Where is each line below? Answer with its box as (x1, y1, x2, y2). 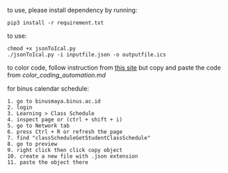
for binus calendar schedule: (7, 84, 89, 93)
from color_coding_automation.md (7, 71, 106, 79)
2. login (7, 104, 33, 111)
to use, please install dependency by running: (7, 6, 138, 14)
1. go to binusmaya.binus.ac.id (7, 98, 101, 105)
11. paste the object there (7, 159, 89, 166)
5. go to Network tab (7, 122, 70, 129)
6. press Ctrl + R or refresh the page (7, 128, 123, 135)
